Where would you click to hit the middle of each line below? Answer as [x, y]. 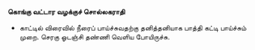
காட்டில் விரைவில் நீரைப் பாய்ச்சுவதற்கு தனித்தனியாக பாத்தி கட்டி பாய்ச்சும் [133, 28]
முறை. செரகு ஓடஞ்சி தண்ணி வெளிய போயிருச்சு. [95, 37]
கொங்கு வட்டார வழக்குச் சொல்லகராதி [66, 12]
